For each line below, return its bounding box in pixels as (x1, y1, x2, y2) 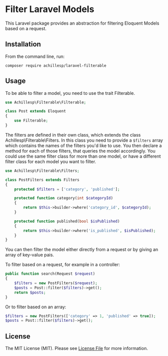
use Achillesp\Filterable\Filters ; (5, 168, 80, 173)
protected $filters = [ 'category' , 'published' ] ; (14, 187, 120, 192)
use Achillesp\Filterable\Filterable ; (5, 99, 86, 105)
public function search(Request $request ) (5, 271, 95, 277)
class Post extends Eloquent (5, 109, 66, 114)
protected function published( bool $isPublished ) (14, 218, 120, 224)
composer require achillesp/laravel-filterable (5, 63, 107, 68)
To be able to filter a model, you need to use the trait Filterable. (5, 90, 135, 96)
